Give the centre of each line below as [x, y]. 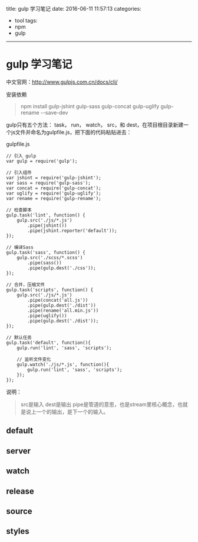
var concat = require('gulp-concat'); [54, 188]
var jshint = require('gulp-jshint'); [54, 178]
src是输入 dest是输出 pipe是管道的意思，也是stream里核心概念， [99, 404]
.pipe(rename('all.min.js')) [63, 310]
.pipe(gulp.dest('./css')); [62, 268]
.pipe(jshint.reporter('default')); [72, 230]
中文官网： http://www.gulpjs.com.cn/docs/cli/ [62, 82]
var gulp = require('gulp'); [42, 161]
